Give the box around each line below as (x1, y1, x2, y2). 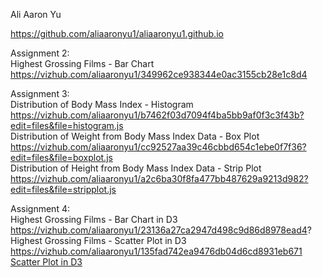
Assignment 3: (10, 88, 70, 99)
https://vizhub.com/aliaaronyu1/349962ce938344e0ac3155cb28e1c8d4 (10, 69, 308, 80)
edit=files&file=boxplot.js (10, 152, 113, 163)
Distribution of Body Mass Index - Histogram (10, 99, 194, 110)
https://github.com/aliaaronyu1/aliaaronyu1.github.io (10, 28, 224, 39)
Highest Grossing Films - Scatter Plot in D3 (10, 235, 187, 246)
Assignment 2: (10, 47, 70, 59)
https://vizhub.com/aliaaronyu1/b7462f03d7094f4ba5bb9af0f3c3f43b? (10, 109, 305, 121)
